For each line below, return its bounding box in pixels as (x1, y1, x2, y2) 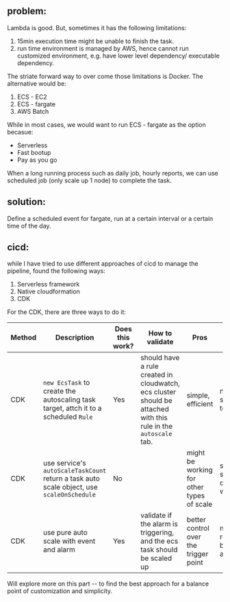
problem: (7, 5, 47, 17)
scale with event (43, 536, 96, 546)
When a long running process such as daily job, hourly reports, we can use (7, 169, 218, 177)
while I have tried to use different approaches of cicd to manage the (7, 260, 199, 268)
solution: (7, 196, 46, 208)
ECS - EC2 (16, 93, 47, 101)
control (186, 524, 210, 533)
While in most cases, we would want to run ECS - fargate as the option (7, 120, 207, 129)
